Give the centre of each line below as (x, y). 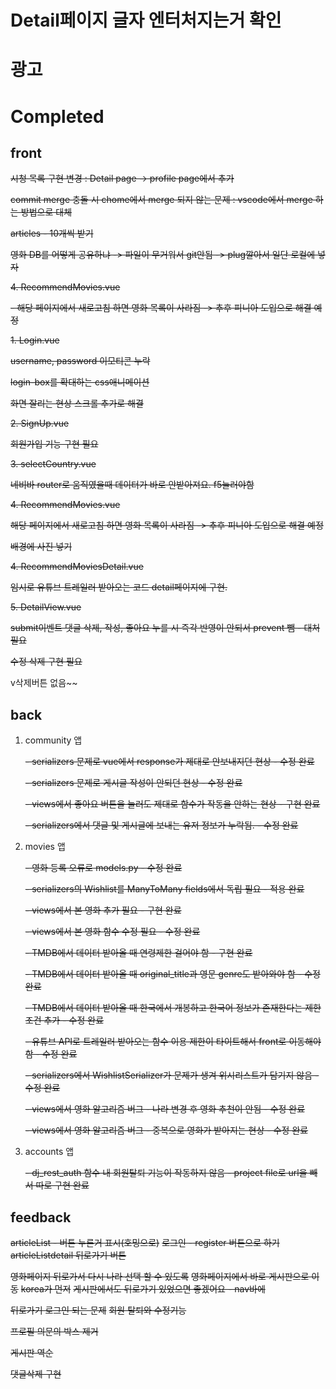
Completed (57, 116)
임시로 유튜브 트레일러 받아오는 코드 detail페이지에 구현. (119, 587)
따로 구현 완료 (62, 1185)
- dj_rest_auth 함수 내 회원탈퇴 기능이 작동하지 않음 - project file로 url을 (166, 1173)
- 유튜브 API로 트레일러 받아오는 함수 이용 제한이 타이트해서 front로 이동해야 (173, 1042)
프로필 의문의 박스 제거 (54, 1331)
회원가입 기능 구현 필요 (54, 444)
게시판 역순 (32, 1352)
